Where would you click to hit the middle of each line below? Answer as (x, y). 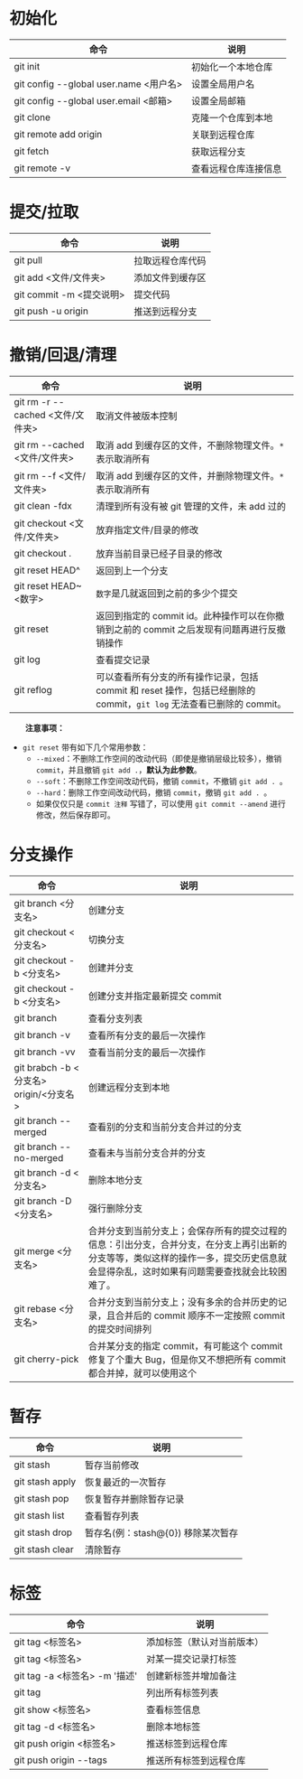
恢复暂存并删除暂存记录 (134, 1499)
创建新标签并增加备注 (191, 1675)
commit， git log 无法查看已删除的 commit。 (191, 704)
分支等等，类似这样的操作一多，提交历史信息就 (188, 1258)
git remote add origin (58, 134)
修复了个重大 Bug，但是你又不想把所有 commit (188, 1359)
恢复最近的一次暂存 (125, 1482)
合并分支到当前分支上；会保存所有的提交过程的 (188, 1231)
